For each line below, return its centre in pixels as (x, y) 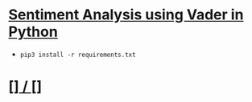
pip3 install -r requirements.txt (78, 55)
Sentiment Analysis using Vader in (126, 15)
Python (33, 32)
